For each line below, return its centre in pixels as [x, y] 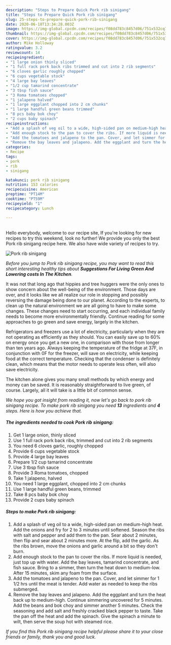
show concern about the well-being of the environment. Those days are [81, 289]
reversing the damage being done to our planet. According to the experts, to [85, 300]
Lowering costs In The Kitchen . [39, 274]
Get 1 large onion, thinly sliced [44, 435]
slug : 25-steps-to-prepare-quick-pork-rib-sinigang [61, 19]
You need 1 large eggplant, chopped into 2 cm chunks [70, 484]
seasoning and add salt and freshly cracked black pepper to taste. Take [88, 611]
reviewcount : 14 [23, 52]
